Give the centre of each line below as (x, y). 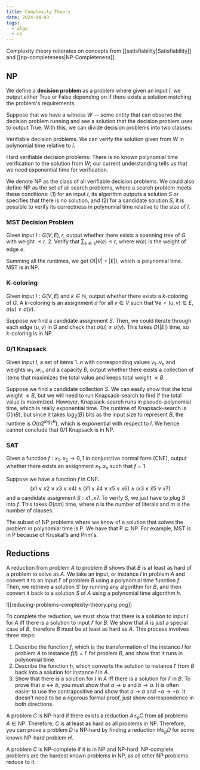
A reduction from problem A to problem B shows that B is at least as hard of (99, 568)
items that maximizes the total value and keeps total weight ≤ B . (86, 378)
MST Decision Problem (40, 222)
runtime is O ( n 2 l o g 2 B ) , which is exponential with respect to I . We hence (93, 423)
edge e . (16, 249)
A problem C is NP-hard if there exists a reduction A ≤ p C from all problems (97, 716)
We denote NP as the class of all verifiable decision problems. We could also (100, 181)
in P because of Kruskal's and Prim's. (52, 534)
